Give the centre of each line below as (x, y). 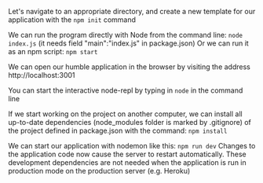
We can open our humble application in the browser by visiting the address (130, 67)
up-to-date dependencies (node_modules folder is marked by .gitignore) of (130, 122)
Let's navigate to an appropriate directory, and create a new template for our (132, 11)
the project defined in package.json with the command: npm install (118, 130)
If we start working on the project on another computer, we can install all (125, 114)
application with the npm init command (72, 20)
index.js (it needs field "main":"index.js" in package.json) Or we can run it (128, 43)
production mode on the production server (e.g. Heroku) (99, 171)
